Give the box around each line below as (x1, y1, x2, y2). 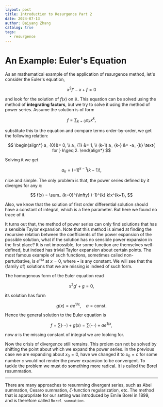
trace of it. (5, 212, 26, 218)
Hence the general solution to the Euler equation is (5, 312, 106, 318)
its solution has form (5, 292, 46, 298)
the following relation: (5, 133, 49, 138)
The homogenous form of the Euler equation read (5, 273, 104, 279)
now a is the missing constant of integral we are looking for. (5, 332, 125, 338)
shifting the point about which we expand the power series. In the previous (5, 346, 154, 352)
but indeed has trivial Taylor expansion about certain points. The (22, 247, 151, 253)
